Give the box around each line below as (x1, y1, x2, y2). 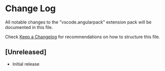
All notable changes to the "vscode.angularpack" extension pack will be (5, 19, 152, 25)
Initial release (12, 61, 40, 67)
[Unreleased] (5, 48, 47, 56)
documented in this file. (5, 24, 53, 30)
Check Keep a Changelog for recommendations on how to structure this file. (5, 34, 161, 40)
